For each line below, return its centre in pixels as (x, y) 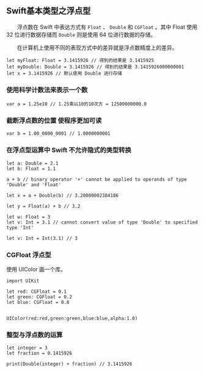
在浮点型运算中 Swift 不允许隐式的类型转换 (69, 150)
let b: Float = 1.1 (31, 168)
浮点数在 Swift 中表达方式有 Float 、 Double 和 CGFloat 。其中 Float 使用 (107, 27)
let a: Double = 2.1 (33, 163)
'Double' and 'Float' (34, 185)
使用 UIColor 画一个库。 (36, 269)
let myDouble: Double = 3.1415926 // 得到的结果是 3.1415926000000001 (95, 67)
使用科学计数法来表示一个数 (47, 89)
